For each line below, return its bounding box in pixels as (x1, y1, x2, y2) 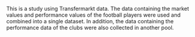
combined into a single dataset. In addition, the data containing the (6, 18, 174, 24)
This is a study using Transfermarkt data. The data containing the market (6, 5, 190, 12)
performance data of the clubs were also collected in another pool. (6, 24, 174, 31)
